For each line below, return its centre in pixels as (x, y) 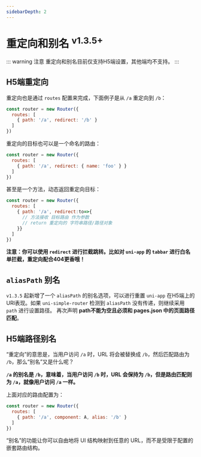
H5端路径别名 (31, 339)
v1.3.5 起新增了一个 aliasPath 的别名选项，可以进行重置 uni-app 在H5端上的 (100, 296)
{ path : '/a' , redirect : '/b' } (57, 120)
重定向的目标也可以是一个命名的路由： (53, 144)
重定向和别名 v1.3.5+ (55, 43)
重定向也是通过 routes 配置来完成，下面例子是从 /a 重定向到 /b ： (86, 98)
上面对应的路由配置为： (35, 395)
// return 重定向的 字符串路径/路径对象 (67, 223)
